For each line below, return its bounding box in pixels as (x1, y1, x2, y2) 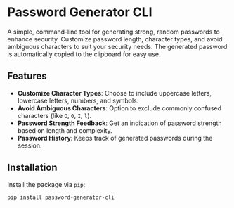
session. (17, 141, 42, 150)
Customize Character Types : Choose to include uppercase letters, (17, 89, 212, 97)
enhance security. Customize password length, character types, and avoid (7, 34, 223, 43)
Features (7, 70, 47, 82)
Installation (7, 162, 58, 174)
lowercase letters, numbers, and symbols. (17, 96, 139, 105)
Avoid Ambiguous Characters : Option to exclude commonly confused (17, 103, 221, 112)
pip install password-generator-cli (7, 194, 115, 201)
